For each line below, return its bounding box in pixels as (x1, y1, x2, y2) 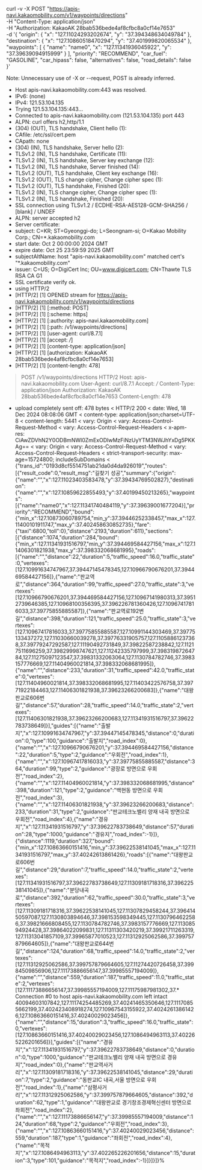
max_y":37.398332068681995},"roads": (58, 547, 156, 554)
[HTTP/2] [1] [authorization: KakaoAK (14, 349, 108, 356)
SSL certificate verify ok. (14, 279, 76, 285)
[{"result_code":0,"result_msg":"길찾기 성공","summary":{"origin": (14, 469, 176, 476)
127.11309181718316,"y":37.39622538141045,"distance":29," (32, 1069, 179, 1076)
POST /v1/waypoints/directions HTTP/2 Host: (20, 374, 133, 381)
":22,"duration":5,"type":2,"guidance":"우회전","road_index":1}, (14, 751, 168, 758)
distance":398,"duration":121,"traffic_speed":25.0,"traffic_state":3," (25, 615, 191, 622)
